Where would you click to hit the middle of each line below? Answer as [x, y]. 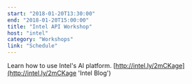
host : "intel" [28, 33]
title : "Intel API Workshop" [50, 26]
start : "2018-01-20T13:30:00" [52, 14]
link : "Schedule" [33, 46]
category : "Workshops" [40, 40]
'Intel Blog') [95, 73]
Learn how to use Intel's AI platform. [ [62, 66]
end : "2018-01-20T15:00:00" [48, 20]
